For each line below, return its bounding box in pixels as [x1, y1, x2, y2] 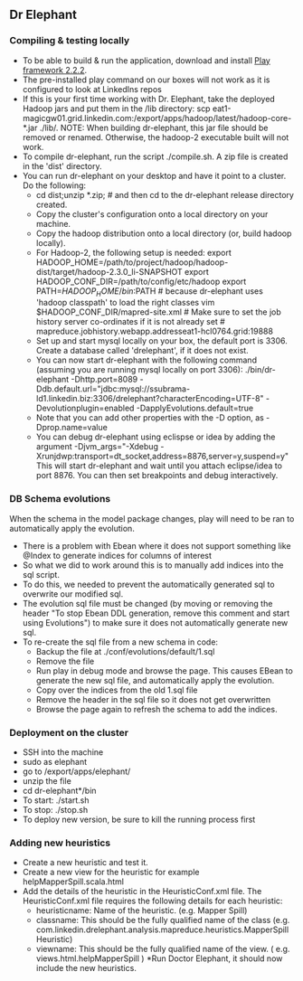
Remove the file [35, 656, 95, 666]
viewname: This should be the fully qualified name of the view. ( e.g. [35, 944, 290, 955]
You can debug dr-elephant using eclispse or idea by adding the [35, 431, 276, 442]
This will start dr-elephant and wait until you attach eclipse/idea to [35, 460, 283, 471]
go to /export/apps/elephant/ [22, 766, 131, 777]
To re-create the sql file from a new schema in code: [22, 637, 219, 647]
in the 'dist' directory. [22, 160, 102, 171]
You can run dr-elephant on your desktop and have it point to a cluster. [22, 170, 287, 181]
